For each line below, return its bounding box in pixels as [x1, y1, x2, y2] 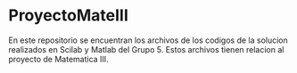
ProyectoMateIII [8, 5, 128, 26]
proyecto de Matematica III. [8, 53, 109, 64]
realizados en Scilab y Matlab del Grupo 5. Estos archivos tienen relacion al [8, 44, 285, 54]
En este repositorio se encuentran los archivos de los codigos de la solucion [8, 35, 288, 45]
